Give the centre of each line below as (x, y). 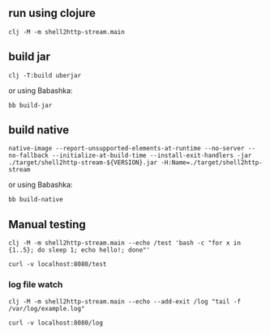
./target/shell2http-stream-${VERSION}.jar (83, 163)
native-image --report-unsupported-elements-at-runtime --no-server (126, 149)
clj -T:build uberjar (45, 75)
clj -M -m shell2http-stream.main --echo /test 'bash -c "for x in (125, 243)
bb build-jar (30, 105)
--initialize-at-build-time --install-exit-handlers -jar (152, 156)
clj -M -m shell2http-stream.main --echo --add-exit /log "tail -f (125, 301)
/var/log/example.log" (47, 308)
